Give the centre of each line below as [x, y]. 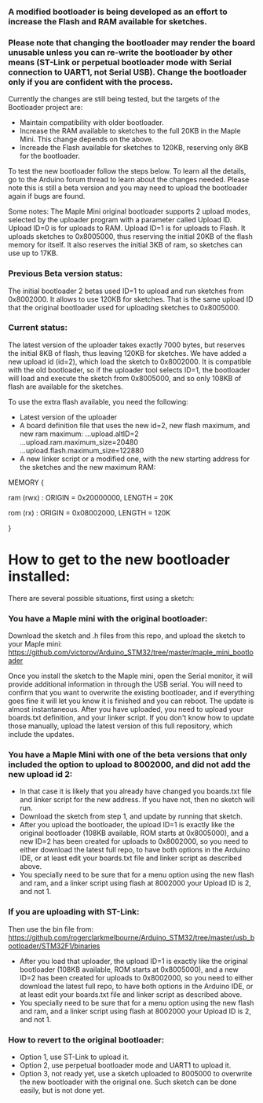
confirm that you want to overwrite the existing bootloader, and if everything [131, 693]
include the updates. [41, 735]
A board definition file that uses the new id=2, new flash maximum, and [135, 425]
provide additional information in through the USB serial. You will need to [126, 684]
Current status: [38, 328]
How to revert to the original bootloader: [86, 1039]
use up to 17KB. [33, 253]
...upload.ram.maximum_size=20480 [79, 442]
